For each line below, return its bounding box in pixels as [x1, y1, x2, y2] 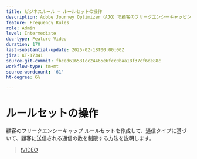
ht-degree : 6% [6, 74, 41, 80]
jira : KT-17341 [6, 52, 43, 58]
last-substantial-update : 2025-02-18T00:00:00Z [6, 47, 125, 53]
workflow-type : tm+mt [6, 63, 59, 69]
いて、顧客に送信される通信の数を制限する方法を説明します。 [6, 135, 154, 142]
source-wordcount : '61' [6, 69, 64, 75]
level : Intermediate [6, 31, 57, 37]
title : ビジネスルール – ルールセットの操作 [6, 8, 103, 15]
